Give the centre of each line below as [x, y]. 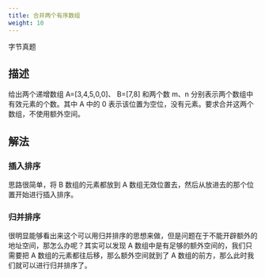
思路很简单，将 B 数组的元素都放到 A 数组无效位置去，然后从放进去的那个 [128, 184]
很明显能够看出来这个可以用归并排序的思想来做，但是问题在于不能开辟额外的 [133, 236]
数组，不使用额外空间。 [46, 114]
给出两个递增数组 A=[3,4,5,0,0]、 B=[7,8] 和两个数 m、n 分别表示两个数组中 [131, 94]
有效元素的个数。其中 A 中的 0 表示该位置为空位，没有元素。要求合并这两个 [131, 104]
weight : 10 [26, 23]
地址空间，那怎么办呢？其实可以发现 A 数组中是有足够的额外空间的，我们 [127, 245]
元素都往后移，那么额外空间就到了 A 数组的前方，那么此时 [153, 256]
